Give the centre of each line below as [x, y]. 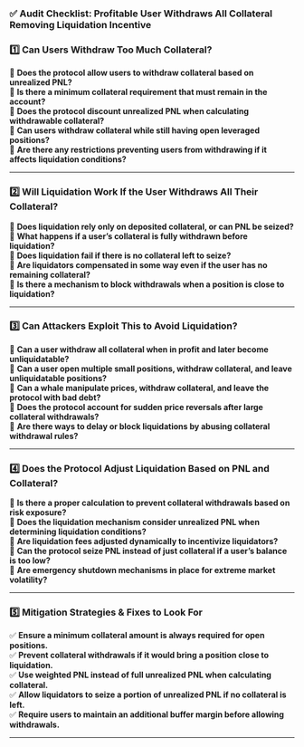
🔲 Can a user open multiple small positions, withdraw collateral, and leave [151, 369]
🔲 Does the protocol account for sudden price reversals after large [137, 407]
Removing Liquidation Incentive [81, 24]
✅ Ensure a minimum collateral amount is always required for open [137, 636]
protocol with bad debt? [55, 397]
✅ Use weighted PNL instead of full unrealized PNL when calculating [140, 675]
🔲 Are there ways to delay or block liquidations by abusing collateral [140, 426]
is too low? [30, 560]
